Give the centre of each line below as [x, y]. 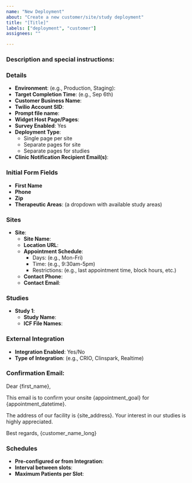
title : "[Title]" [27, 22]
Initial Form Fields [32, 173]
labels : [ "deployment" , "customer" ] [51, 28]
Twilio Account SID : [39, 107]
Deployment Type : [38, 132]
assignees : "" [24, 34]
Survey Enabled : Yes [40, 126]
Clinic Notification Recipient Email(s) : [61, 157]
